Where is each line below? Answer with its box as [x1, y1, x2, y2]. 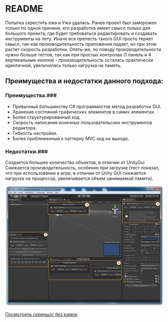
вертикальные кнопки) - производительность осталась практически [5, 57, 153, 63]
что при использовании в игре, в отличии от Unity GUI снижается [5, 170, 146, 176]
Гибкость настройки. [12, 130, 58, 136]
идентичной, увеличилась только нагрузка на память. [5, 62, 122, 68]
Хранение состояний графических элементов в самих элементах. [12, 109, 155, 115]
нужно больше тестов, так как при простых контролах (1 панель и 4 [5, 51, 152, 58]
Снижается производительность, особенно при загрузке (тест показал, [5, 164, 160, 171]
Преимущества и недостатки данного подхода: [5, 77, 163, 85]
